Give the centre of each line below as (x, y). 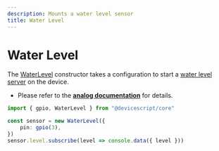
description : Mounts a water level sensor (70, 14)
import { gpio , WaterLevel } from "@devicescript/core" (91, 109)
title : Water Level (36, 20)
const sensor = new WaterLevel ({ (56, 121)
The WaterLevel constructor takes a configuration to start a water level (110, 74)
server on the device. (38, 82)
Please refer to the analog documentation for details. (95, 96)
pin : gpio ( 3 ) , (40, 128)
